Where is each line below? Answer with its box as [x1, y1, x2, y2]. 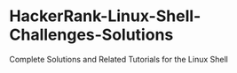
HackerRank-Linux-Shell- [9, 6, 201, 26]
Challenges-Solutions [9, 25, 174, 45]
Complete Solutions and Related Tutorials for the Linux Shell [9, 54, 229, 64]
